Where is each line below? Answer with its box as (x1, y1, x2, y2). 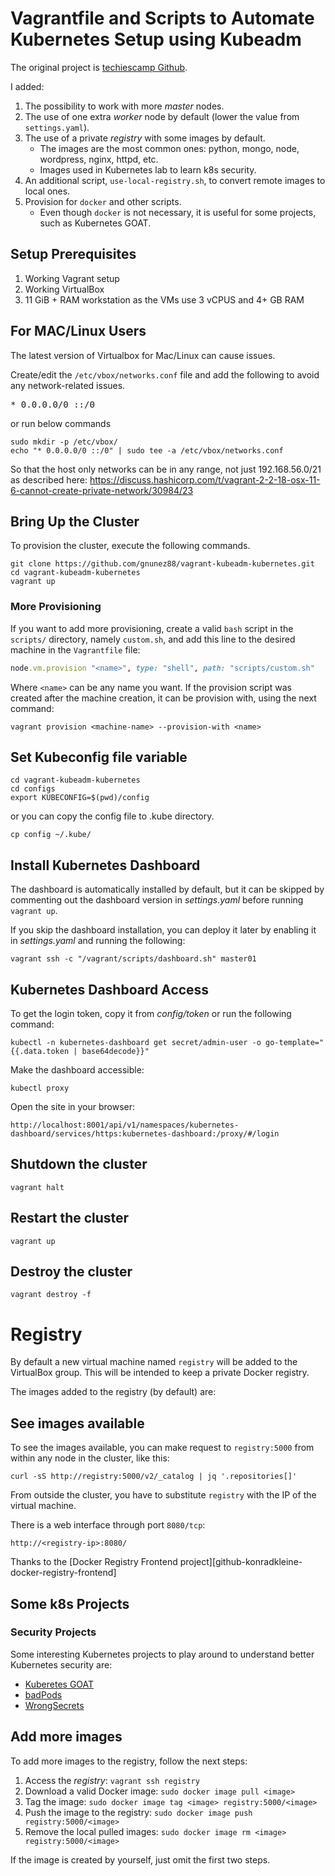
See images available (10, 1415, 145, 1432)
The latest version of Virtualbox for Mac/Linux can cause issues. (10, 349, 276, 361)
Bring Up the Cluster (10, 513, 140, 530)
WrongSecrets (24, 1699, 85, 1711)
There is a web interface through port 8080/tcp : (10, 1519, 206, 1531)
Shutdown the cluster (10, 1156, 148, 1173)
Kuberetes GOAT (24, 1678, 95, 1690)
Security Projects (10, 1625, 97, 1639)
